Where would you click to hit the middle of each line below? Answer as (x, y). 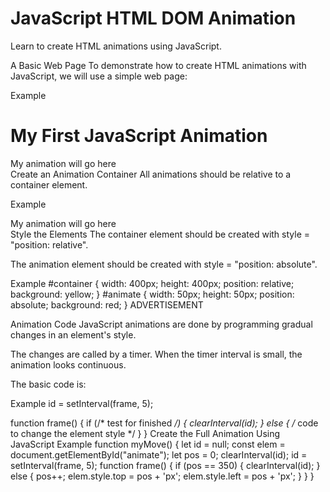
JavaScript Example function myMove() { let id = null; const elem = (148, 444)
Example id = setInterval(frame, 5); (82, 403)
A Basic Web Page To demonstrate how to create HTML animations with (158, 65)
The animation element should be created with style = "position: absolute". (164, 264)
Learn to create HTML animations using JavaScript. (116, 46)
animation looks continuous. (68, 364)
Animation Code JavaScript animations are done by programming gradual (161, 324)
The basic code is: (48, 384)
